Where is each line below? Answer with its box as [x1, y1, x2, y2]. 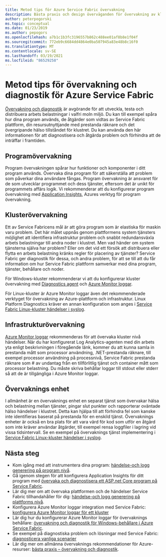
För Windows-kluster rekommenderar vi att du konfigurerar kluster [5, 276, 140, 281]
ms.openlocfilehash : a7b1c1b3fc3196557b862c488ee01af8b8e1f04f [5, 35, 138, 40]
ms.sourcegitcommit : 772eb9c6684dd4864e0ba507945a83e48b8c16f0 [5, 40, 138, 45]
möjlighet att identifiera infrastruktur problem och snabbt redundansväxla [5, 234, 154, 240]
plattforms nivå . [12, 499, 44, 505]
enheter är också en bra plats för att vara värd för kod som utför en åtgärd [5, 419, 156, 425]
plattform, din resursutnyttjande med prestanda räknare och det [5, 122, 135, 128]
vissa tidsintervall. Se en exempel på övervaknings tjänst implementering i [5, 429, 156, 435]
